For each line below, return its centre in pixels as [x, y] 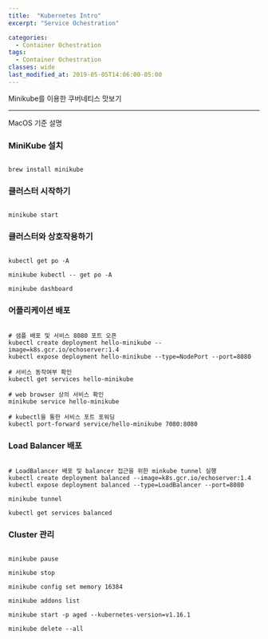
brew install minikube [46, 170]
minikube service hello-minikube [64, 401]
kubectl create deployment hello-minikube [80, 343]
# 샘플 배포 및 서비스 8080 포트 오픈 [63, 335]
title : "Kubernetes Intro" [55, 16]
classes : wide [32, 67]
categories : [28, 38]
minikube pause [33, 559]
